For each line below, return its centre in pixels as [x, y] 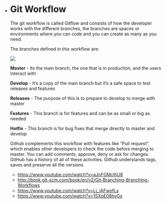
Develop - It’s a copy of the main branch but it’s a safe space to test [80, 83]
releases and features [32, 88]
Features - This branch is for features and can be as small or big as [80, 113]
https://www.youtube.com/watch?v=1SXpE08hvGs [70, 196]
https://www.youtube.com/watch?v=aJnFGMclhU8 [70, 174]
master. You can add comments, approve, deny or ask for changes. [79, 154]
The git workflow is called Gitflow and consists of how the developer [81, 23]
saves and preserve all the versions [47, 165]
